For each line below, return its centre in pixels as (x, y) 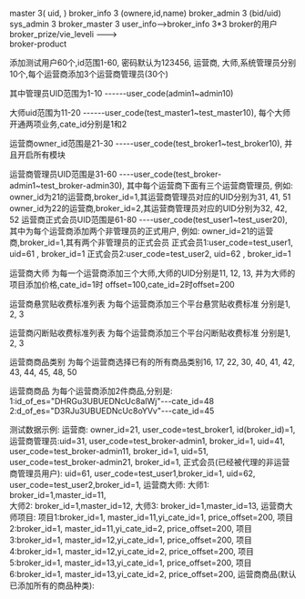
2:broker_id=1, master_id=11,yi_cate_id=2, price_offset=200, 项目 (131, 528)
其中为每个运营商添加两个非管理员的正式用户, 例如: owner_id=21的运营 (142, 231)
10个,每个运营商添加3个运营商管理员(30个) (89, 74)
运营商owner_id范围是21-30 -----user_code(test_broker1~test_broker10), (146, 143)
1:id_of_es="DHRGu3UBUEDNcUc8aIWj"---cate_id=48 (112, 401)
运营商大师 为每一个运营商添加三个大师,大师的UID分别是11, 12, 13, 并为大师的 (152, 273)
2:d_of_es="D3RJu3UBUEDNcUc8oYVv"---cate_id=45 (112, 411)
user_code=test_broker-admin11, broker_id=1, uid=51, (109, 451)
